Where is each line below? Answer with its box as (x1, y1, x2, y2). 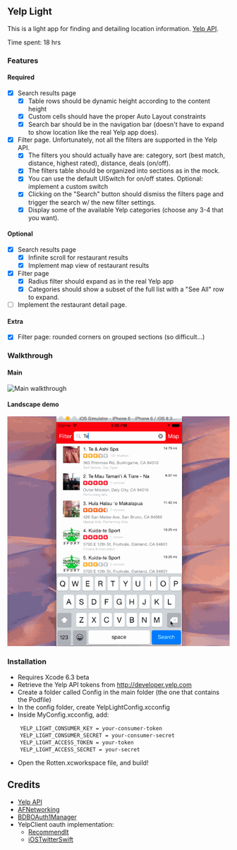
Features (7, 56, 39, 66)
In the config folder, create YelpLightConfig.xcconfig (17, 703, 171, 711)
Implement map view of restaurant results (28, 261, 150, 269)
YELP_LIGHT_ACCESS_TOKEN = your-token (20, 739, 134, 746)
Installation (7, 657, 47, 667)
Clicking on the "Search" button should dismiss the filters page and (28, 190, 224, 198)
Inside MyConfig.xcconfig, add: (17, 710, 109, 719)
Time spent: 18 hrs (7, 38, 61, 47)
